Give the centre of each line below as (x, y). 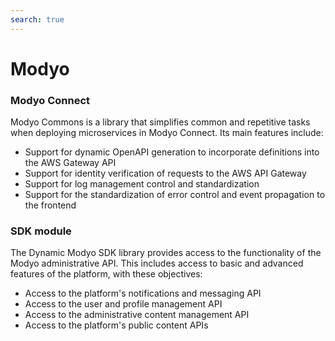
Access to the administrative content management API (137, 315)
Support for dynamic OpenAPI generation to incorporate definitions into (172, 152)
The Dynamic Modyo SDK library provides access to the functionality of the (166, 253)
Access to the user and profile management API (123, 304)
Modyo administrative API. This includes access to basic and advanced (157, 263)
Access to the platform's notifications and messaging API (143, 293)
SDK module (41, 231)
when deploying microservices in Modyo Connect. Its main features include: (167, 133)
